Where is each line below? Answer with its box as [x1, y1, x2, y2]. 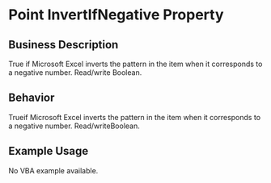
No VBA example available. [8, 165, 99, 175]
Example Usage [8, 144, 89, 158]
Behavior [8, 91, 55, 105]
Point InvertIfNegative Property [8, 6, 224, 24]
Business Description [8, 38, 119, 52]
